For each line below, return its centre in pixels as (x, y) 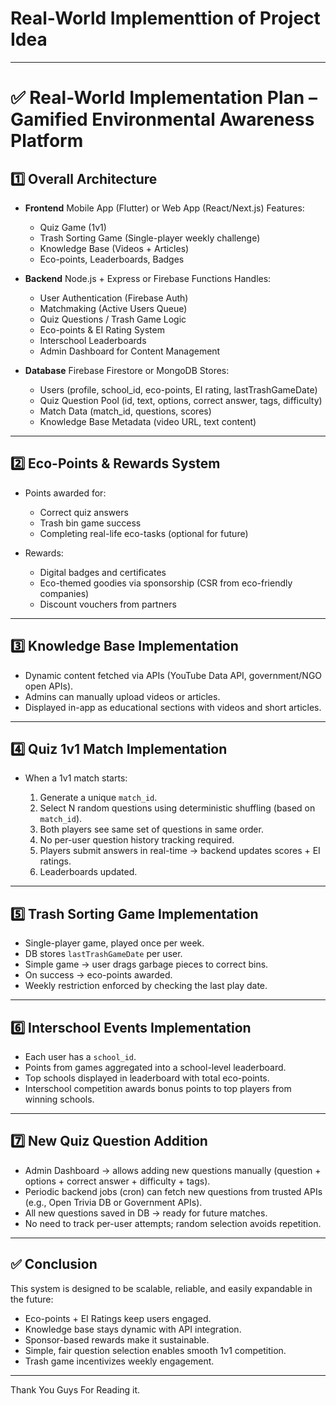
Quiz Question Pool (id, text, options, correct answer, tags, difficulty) (181, 400)
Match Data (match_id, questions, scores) (125, 411)
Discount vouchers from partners (108, 604)
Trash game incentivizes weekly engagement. (119, 1361)
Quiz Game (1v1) (73, 227)
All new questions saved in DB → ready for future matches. (146, 1213)
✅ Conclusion (54, 1264)
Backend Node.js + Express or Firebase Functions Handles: (148, 278)
